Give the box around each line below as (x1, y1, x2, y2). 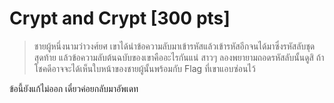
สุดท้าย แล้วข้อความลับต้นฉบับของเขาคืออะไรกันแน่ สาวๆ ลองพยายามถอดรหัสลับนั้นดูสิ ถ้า (33, 51, 325, 63)
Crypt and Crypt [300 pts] (9, 7, 231, 30)
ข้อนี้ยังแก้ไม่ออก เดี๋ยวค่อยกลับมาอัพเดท (9, 82, 139, 94)
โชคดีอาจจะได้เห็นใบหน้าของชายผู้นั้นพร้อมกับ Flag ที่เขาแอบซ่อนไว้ (33, 62, 256, 74)
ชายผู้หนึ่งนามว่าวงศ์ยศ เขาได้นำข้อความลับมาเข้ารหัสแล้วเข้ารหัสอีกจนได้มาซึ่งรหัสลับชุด (33, 40, 316, 52)
